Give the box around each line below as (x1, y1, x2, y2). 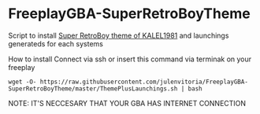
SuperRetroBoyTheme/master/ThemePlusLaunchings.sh (8, 84, 178, 93)
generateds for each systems (8, 39, 104, 48)
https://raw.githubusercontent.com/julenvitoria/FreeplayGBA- (39, 78, 248, 86)
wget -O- (8, 78, 37, 86)
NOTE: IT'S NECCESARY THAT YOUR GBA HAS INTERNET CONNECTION (8, 98, 247, 108)
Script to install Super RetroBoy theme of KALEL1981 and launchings (8, 31, 229, 40)
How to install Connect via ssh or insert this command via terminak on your (8, 54, 252, 64)
